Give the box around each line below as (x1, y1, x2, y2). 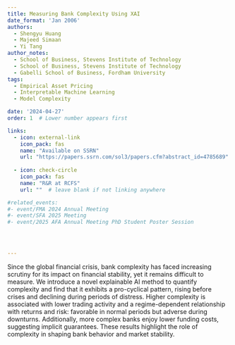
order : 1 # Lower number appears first (7, 115, 128, 122)
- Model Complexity (13, 96, 71, 103)
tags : (7, 75, 23, 83)
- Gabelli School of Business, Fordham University (13, 69, 166, 76)
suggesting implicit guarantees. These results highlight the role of (7, 322, 198, 331)
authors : (7, 23, 33, 30)
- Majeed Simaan (13, 37, 61, 44)
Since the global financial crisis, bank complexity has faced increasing (7, 263, 212, 271)
